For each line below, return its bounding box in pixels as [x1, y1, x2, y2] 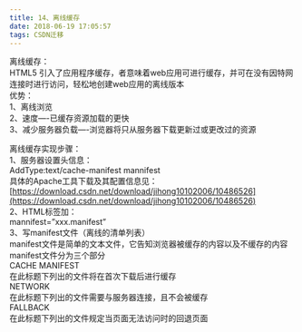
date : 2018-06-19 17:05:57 [9, 22, 112, 31]
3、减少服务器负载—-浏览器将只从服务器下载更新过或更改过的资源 [9, 124, 257, 135]
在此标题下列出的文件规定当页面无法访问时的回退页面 [9, 313, 209, 324]
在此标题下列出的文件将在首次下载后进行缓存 [9, 271, 177, 282]
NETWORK [9, 281, 50, 292]
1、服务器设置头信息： [9, 155, 93, 166]
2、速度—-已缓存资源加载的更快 [9, 112, 130, 123]
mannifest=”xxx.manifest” [9, 217, 107, 228]
